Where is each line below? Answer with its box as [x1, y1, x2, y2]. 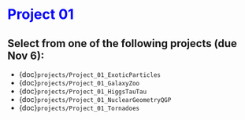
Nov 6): [7, 49, 45, 62]
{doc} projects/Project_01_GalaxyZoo [18, 78, 139, 87]
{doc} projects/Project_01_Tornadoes [18, 104, 139, 112]
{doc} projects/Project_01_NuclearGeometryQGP [18, 95, 172, 104]
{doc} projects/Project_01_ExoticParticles [18, 70, 161, 79]
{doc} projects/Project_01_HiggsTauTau [18, 86, 147, 96]
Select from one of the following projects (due [7, 37, 238, 50]
